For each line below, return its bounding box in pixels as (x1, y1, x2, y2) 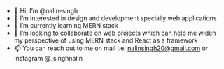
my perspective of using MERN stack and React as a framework (13, 36, 198, 45)
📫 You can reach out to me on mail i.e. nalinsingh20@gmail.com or (13, 44, 209, 52)
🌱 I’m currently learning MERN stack (13, 22, 118, 29)
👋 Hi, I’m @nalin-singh (13, 7, 78, 15)
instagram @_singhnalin (13, 54, 83, 62)
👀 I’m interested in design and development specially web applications (13, 14, 217, 22)
